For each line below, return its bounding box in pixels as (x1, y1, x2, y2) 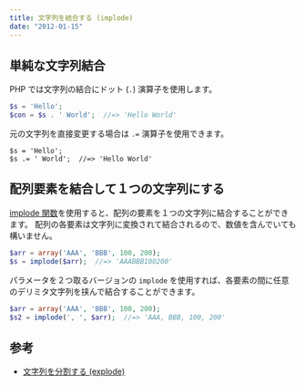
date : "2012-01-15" (9, 22, 84, 31)
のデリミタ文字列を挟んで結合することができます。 (9, 286, 200, 297)
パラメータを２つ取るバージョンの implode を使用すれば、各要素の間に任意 (9, 275, 290, 286)
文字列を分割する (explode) (22, 366, 126, 377)
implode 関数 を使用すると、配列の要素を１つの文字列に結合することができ (9, 207, 290, 218)
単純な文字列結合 (9, 57, 106, 73)
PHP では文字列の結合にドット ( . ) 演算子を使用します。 (9, 84, 218, 95)
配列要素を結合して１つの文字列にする (9, 182, 225, 197)
